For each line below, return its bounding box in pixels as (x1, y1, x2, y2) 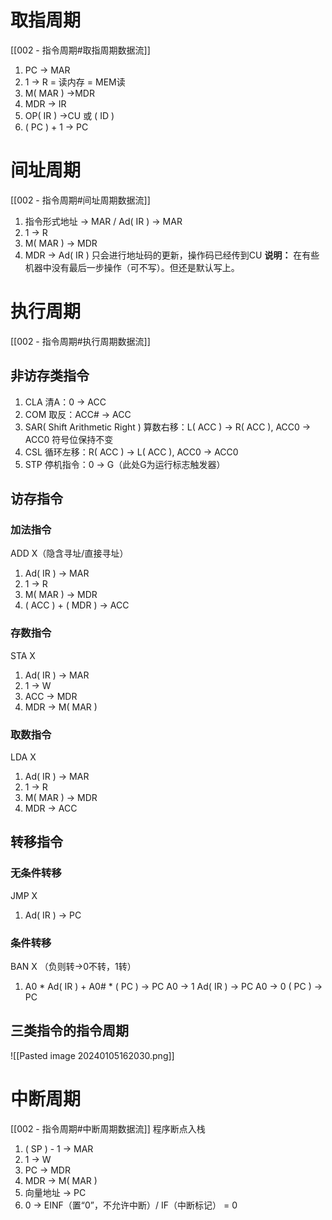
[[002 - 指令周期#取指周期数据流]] (10, 44, 151, 56)
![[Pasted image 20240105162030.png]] (10, 1049, 175, 1061)
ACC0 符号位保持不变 (24, 433, 114, 445)
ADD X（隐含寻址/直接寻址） (10, 547, 129, 560)
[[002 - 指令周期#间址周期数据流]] (10, 194, 151, 206)
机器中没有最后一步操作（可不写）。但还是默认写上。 (24, 261, 240, 273)
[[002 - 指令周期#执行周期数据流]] (10, 335, 151, 347)
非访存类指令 (10, 367, 90, 385)
